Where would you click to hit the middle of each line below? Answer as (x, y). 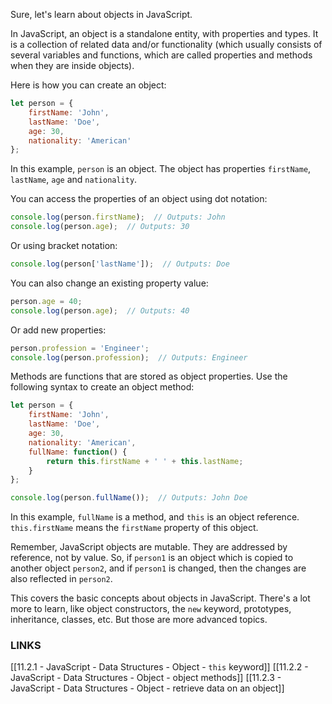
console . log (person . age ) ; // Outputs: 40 (100, 310)
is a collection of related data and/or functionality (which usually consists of (166, 44)
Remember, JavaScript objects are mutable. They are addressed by (149, 547)
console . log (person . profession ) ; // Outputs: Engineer (129, 357)
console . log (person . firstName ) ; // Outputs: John (118, 217)
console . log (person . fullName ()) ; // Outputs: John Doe (129, 498)
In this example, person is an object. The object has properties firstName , (161, 169)
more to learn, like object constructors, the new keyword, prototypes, (151, 609)
